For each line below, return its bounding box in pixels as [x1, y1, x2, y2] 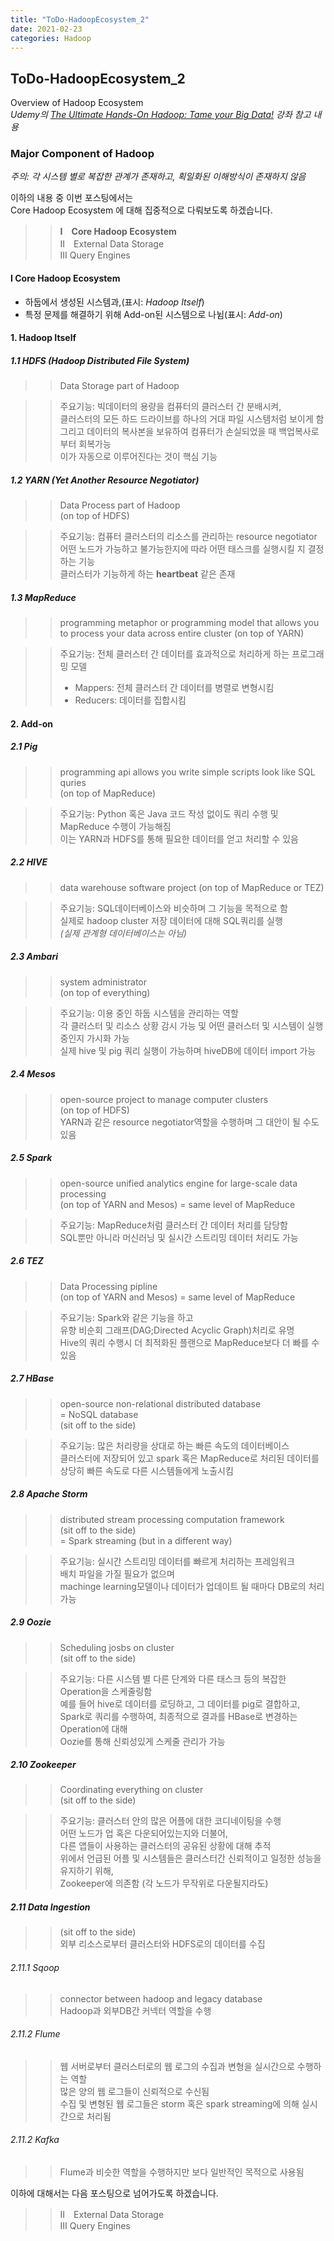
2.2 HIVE [10, 856, 48, 868]
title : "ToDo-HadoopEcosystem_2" [10, 14, 150, 25]
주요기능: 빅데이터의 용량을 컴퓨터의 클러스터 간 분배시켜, [59, 401, 282, 413]
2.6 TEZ [10, 1255, 44, 1267]
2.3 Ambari [10, 951, 58, 963]
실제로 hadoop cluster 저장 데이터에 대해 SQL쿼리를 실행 [59, 914, 283, 926]
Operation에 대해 [59, 1722, 128, 1735]
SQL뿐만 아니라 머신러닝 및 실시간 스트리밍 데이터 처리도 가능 [59, 1231, 299, 1243]
